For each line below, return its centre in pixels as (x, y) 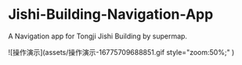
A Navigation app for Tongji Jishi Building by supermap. (98, 36)
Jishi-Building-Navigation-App (111, 14)
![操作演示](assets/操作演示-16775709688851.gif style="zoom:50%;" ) (121, 52)
